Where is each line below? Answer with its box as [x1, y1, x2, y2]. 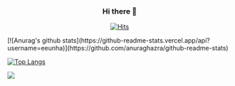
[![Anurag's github [7, 36, 61, 45]
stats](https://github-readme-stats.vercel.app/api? [62, 36, 210, 45]
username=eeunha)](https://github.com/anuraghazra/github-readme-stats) [7, 44, 229, 53]
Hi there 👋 [102, 6, 137, 16]
